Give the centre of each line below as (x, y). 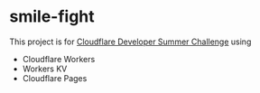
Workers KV (45, 69)
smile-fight (52, 17)
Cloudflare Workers (59, 59)
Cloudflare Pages (55, 78)
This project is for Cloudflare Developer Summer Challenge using (130, 42)
